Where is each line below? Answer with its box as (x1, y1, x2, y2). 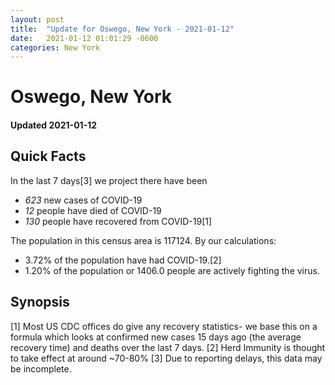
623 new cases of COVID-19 (24, 194, 143, 206)
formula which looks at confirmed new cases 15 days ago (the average (10, 331, 302, 343)
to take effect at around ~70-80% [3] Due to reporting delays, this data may (10, 352, 323, 364)
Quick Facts (10, 148, 87, 165)
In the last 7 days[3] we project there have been (10, 174, 208, 186)
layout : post (10, 14, 65, 25)
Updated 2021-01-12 (10, 119, 98, 131)
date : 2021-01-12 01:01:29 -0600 (10, 33, 159, 43)
